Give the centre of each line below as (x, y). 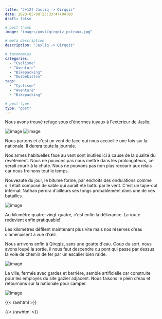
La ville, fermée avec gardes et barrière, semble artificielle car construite (78, 273)
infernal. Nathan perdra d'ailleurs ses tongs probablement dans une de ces (80, 191)
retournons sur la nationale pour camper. (46, 283)
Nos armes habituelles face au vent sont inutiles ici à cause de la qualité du (80, 155)
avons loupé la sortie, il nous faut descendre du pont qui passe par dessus (80, 249)
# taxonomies (18, 54)
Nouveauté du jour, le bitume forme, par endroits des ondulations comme (78, 180)
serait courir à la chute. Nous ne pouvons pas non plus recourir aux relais (79, 166)
